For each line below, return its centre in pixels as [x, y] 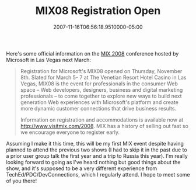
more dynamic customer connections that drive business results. [98, 108]
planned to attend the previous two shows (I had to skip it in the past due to [97, 150]
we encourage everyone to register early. [70, 132]
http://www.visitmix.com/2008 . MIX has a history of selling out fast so [104, 126]
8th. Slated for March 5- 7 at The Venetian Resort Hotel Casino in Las [103, 77]
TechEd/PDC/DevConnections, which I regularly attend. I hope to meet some [98, 174]
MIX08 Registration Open [98, 11]
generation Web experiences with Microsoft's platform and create [99, 102]
